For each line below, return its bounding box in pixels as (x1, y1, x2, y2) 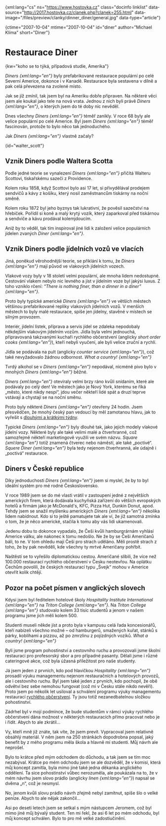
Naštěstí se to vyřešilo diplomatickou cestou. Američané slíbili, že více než (5, 553, 157, 559)
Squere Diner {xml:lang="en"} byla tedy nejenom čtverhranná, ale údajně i (5, 445, 157, 451)
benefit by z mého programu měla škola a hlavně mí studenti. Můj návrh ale (5, 739, 158, 745)
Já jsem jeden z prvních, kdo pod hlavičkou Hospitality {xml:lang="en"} (5, 668, 151, 674)
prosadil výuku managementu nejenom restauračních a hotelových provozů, (5, 673, 160, 679)
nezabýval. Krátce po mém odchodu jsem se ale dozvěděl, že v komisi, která (5, 759, 161, 766)
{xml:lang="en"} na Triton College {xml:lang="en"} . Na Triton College (5, 602, 146, 608)
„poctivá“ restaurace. (5, 450, 48, 456)
